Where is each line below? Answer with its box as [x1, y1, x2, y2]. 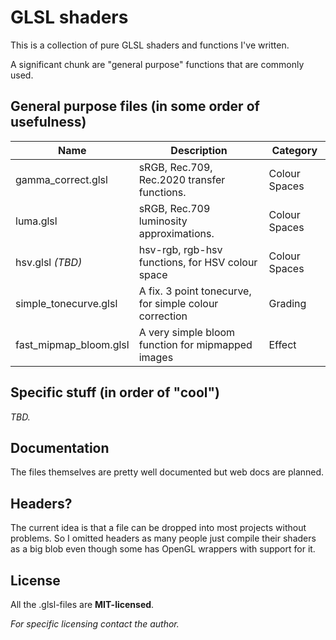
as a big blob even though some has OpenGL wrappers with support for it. [10, 543, 316, 555]
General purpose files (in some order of [10, 98, 260, 115]
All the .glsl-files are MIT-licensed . [10, 599, 155, 610]
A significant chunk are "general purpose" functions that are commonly [10, 58, 305, 70]
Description [170, 143, 228, 157]
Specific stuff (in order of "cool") [10, 384, 220, 401]
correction [138, 309, 188, 323]
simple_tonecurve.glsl [15, 296, 118, 310]
